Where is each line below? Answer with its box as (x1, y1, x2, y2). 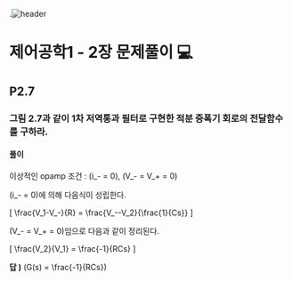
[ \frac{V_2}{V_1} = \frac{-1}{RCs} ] (9, 243, 136, 253)
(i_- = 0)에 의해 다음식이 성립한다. (9, 189, 126, 200)
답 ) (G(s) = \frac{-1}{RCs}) (9, 261, 107, 272)
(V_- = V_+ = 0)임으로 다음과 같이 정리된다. (9, 225, 160, 236)
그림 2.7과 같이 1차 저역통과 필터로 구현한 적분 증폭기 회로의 (9, 112, 248, 124)
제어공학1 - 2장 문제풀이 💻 (9, 43, 193, 62)
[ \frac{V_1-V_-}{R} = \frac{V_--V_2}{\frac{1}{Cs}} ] (9, 207, 194, 218)
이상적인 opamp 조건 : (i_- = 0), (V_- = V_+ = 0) (9, 170, 178, 181)
